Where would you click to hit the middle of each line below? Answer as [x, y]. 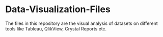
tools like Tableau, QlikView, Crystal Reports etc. [56, 28]
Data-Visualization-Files [58, 9]
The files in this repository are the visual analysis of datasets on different [81, 23]
